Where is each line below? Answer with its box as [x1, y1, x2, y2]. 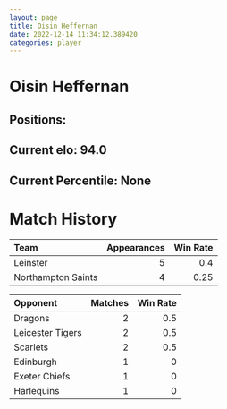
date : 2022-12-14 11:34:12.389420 [9, 30, 139, 38]
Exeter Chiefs [13, 370, 71, 382]
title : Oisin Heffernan [9, 21, 98, 30]
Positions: [9, 112, 67, 127]
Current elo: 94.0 [9, 142, 107, 158]
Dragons [13, 311, 50, 324]
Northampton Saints [13, 270, 98, 283]
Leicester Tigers [13, 326, 82, 338]
